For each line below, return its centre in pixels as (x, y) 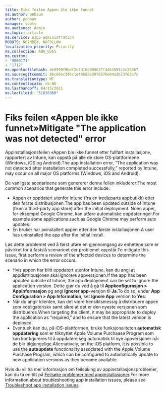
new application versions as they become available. (65, 360)
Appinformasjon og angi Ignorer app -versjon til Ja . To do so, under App (86, 291)
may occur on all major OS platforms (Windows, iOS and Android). (73, 173)
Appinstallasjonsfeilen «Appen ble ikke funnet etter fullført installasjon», (78, 153)
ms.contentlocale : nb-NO (31, 83)
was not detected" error (56, 138)
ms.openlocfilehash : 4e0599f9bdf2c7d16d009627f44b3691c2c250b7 (72, 70)
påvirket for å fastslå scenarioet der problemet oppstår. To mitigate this (77, 250)
